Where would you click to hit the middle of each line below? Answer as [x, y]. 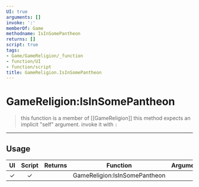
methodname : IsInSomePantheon [44, 34]
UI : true [17, 12]
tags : [13, 50]
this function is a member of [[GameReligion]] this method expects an [105, 118]
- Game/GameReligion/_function [45, 56]
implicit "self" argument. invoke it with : [69, 125]
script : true [22, 45]
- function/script [29, 67]
